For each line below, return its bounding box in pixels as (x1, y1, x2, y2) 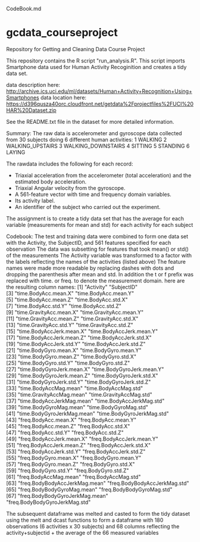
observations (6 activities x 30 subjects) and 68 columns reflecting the (6, 522, 180, 529)
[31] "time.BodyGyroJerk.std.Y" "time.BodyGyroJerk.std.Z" (6, 378, 151, 385)
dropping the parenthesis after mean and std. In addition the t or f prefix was (6, 270, 194, 278)
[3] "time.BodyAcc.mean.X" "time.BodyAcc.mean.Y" (6, 289, 135, 297)
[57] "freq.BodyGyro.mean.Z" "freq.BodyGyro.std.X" (6, 460, 135, 468)
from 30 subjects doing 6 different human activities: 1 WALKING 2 (6, 136, 167, 143)
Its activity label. (14, 197, 55, 204)
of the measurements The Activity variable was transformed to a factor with (6, 251, 192, 258)
